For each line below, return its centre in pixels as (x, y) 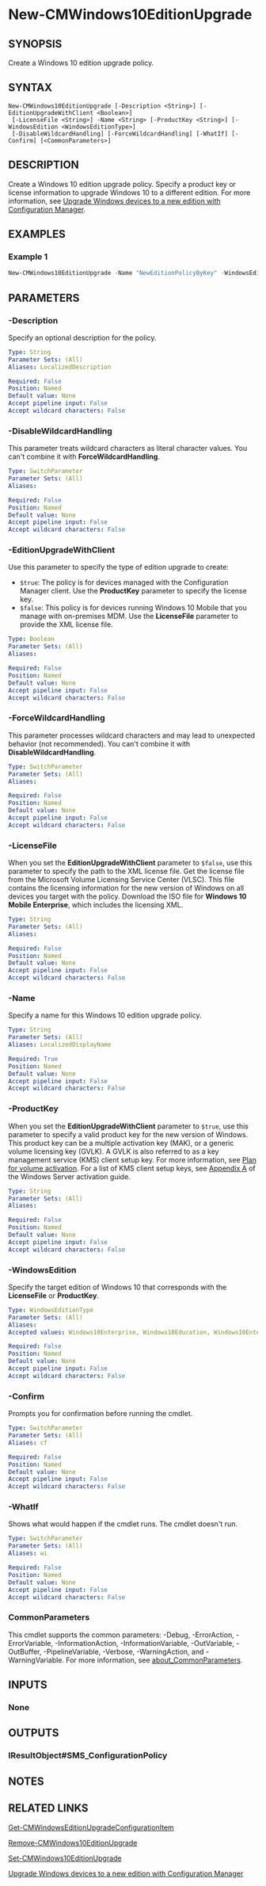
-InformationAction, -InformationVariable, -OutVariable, (145, 1643)
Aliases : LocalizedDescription (60, 367)
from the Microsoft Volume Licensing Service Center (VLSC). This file (122, 880)
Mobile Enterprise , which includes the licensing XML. (96, 905)
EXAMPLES (37, 234)
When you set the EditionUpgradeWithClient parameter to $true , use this (129, 1126)
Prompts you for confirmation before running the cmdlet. (101, 1414)
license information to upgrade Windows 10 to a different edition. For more (129, 193)
